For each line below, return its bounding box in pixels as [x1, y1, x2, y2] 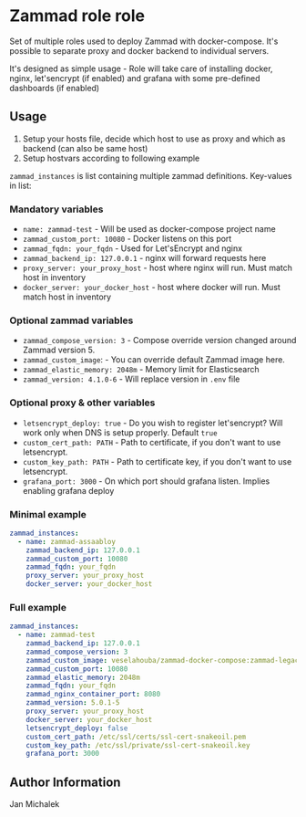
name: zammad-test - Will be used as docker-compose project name [22, 224, 276, 235]
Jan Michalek [9, 799, 60, 810]
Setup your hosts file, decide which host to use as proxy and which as [22, 133, 286, 144]
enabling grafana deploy [22, 485, 115, 496]
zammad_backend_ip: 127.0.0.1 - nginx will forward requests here [22, 253, 267, 264]
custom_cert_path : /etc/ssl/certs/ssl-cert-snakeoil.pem [25, 732, 247, 741]
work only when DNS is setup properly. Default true [22, 426, 218, 438]
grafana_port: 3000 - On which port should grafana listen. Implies [22, 476, 270, 487]
